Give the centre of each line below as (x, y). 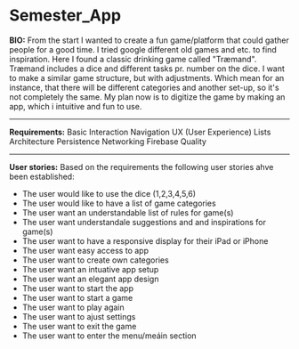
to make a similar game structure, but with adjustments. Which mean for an (147, 77)
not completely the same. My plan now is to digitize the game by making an (147, 97)
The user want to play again (73, 307)
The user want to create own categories (95, 260)
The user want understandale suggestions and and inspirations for (144, 222)
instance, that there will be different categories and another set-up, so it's (144, 87)
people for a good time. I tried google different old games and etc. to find (143, 49)
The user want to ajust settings (79, 316)
